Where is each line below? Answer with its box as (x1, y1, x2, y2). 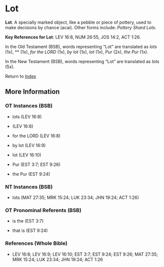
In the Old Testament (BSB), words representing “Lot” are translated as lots (5, 43, 158, 49)
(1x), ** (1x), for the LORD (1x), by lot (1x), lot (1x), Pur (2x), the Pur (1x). (5, 49, 149, 55)
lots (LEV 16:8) (12, 114, 42, 119)
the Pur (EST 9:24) (12, 171, 50, 177)
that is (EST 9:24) (12, 228, 48, 233)
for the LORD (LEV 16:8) (12, 133, 61, 139)
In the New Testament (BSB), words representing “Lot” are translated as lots (5, 58, 160, 64)
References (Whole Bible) (5, 240, 67, 247)
